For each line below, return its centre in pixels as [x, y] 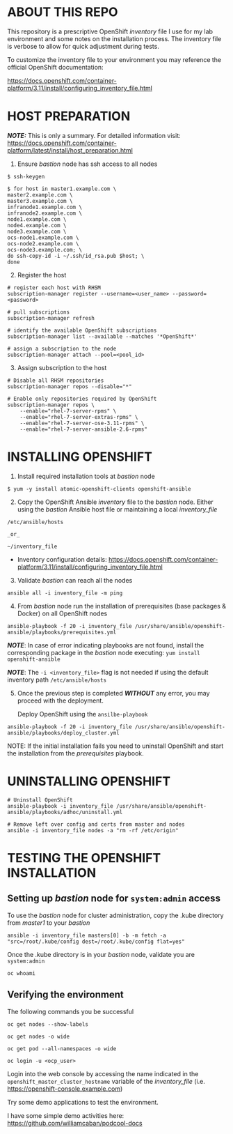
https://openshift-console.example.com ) [65, 1089]
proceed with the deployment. [61, 700]
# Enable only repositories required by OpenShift [82, 399]
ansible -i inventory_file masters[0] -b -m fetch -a [87, 935]
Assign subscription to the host [62, 367]
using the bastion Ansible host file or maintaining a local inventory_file [117, 509]
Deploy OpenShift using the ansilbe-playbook [82, 714]
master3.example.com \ [40, 201]
